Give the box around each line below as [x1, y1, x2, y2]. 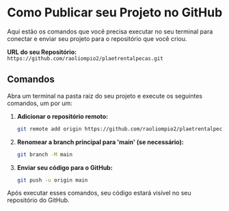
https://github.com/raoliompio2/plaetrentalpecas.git [7, 55, 164, 62]
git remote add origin [16, 125, 82, 132]
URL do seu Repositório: [7, 48, 77, 56]
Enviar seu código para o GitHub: [16, 163, 113, 171]
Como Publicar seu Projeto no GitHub [7, 5, 223, 20]
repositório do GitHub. [7, 196, 70, 204]
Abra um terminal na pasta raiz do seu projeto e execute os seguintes [7, 92, 203, 100]
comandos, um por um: [7, 99, 73, 107]
